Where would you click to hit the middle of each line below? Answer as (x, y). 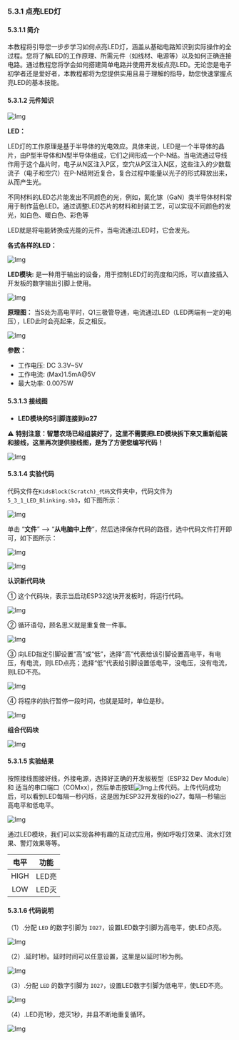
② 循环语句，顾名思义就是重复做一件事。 (69, 625)
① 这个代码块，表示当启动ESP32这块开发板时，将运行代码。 (97, 596)
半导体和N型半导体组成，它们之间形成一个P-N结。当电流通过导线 (132, 156)
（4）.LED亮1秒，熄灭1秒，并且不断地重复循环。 (78, 1014)
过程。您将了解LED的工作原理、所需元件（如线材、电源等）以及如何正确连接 (119, 56)
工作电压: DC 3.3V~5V (50, 365)
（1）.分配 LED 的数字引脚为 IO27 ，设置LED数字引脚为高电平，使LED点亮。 (117, 928)
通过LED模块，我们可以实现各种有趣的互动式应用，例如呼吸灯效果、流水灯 (117, 834)
